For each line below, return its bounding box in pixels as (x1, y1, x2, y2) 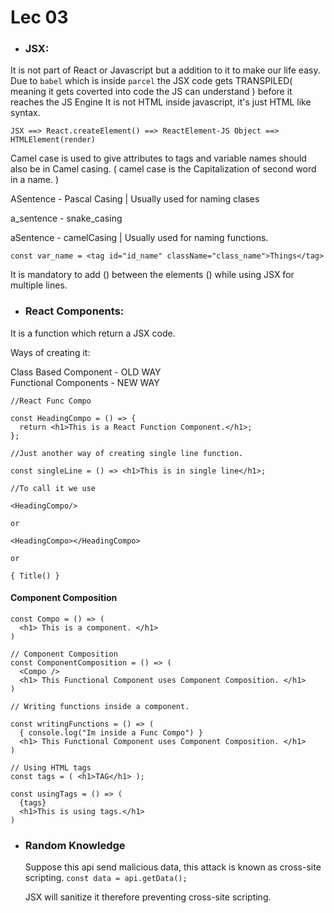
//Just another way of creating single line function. (10, 448, 244, 458)
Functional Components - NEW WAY (10, 376, 160, 388)
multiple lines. (10, 279, 68, 291)
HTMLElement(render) (10, 135, 97, 145)
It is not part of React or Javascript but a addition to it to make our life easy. (10, 64, 321, 76)
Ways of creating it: (10, 346, 91, 358)
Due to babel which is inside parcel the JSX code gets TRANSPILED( (10, 75, 293, 87)
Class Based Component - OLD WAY (10, 366, 162, 378)
